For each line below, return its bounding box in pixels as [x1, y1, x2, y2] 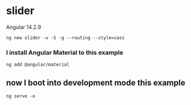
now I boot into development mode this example [6, 77, 186, 87]
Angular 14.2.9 [6, 23, 41, 31]
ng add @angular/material [6, 62, 69, 68]
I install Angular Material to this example [6, 48, 123, 56]
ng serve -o [6, 93, 35, 99]
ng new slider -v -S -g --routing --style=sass [6, 35, 125, 40]
